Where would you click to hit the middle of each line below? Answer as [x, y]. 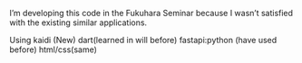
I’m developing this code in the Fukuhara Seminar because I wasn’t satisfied [151, 13]
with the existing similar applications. [78, 22]
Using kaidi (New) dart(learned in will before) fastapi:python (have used [143, 40]
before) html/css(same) [54, 49]
